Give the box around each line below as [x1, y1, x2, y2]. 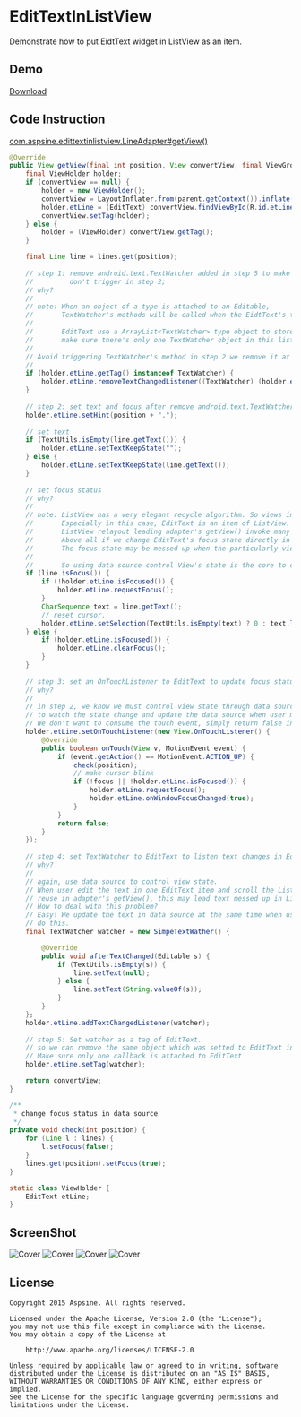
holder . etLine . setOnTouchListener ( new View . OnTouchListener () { [25, 728, 271, 737]
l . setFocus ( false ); [41, 1143, 115, 1152]
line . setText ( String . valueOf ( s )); [73, 985, 202, 994]
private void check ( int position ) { [9, 1126, 146, 1135]
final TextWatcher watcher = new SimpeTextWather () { [25, 928, 230, 937]
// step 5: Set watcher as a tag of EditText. [25, 1035, 202, 1044]
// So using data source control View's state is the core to [25, 560, 287, 570]
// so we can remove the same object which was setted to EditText [25, 1043, 282, 1052]
